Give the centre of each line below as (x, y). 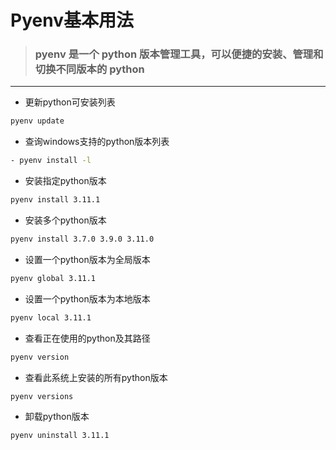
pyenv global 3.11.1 (53, 278)
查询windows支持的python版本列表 (97, 142)
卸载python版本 (57, 417)
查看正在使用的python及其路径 (87, 338)
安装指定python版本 (65, 181)
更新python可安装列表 (70, 102)
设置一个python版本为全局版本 (87, 259)
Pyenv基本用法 (72, 20)
